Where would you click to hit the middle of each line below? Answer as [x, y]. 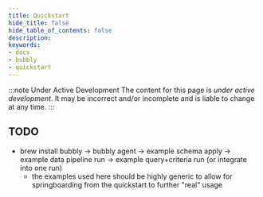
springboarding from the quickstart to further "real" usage [127, 184]
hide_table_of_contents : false [60, 30]
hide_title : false [39, 23]
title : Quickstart [39, 15]
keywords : [25, 45]
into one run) [41, 168]
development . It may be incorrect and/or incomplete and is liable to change [131, 98]
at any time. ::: [31, 106]
